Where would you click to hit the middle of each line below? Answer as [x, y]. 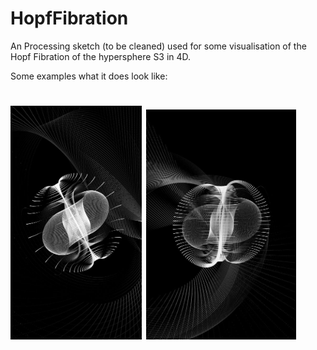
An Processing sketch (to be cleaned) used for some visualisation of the [158, 46]
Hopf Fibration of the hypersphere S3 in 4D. [101, 56]
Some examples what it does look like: [89, 76]
